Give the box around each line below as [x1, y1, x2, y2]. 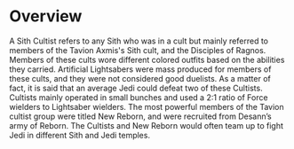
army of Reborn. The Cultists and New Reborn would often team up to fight [9, 120, 284, 130]
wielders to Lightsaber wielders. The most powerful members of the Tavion [9, 101, 284, 112]
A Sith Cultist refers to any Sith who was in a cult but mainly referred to [9, 35, 269, 46]
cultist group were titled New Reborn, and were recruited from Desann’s [9, 111, 273, 122]
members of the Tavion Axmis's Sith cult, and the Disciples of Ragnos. [9, 44, 266, 55]
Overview [9, 6, 83, 27]
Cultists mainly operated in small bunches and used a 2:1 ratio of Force [9, 91, 268, 103]
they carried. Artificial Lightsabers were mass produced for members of [9, 64, 272, 74]
